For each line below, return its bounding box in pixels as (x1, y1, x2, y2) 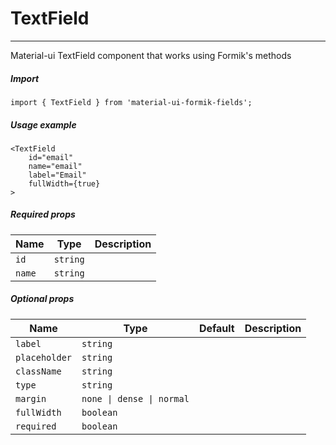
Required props (10, 208, 76, 221)
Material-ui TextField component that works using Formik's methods (10, 49, 292, 61)
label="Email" (28, 170, 87, 180)
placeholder (15, 352, 73, 363)
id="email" (28, 152, 74, 162)
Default (198, 321, 235, 335)
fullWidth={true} (28, 178, 101, 189)
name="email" (28, 161, 83, 171)
